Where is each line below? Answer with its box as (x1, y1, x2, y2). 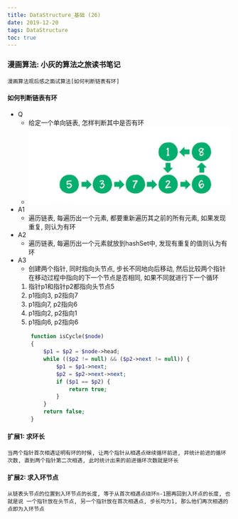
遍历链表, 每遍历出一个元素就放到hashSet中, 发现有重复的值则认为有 (28, 239, 228, 248)
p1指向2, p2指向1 (28, 309, 77, 318)
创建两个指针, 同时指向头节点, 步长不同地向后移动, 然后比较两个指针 (28, 264, 226, 273)
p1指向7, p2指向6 (28, 300, 78, 309)
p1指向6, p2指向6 (28, 318, 79, 327)
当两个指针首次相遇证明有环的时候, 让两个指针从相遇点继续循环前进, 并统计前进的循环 (7, 449, 227, 457)
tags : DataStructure (7, 26, 69, 33)
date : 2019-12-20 (7, 19, 59, 26)
